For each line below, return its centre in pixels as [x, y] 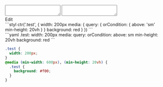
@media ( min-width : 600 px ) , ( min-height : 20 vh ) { [56, 62]
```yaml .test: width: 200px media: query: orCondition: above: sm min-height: [82, 35]
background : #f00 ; [32, 71]
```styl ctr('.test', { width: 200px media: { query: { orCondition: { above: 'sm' [80, 24]
